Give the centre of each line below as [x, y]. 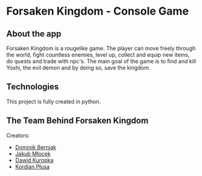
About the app [34, 34]
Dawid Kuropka [34, 160]
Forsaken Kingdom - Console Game [98, 11]
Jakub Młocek [33, 153]
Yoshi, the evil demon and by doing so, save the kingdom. [78, 68]
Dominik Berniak [35, 147]
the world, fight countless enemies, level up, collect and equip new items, [98, 55]
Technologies [33, 87]
